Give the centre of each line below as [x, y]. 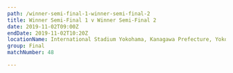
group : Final [26, 46]
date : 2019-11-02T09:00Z [43, 26]
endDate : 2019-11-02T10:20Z [48, 33]
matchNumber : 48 [31, 53]
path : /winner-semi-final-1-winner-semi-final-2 [79, 14]
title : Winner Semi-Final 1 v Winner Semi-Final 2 [82, 20]
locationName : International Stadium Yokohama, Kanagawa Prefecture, [110, 40]
